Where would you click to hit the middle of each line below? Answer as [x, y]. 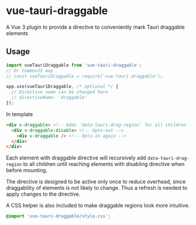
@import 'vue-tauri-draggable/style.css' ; [58, 216]
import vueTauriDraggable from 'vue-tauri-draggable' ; [74, 65]
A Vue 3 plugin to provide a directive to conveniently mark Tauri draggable [95, 27]
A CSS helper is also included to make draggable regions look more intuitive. [98, 206]
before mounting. [27, 171]
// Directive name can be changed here [60, 92]
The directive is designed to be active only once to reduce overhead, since [96, 182]
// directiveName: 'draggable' [49, 98]
